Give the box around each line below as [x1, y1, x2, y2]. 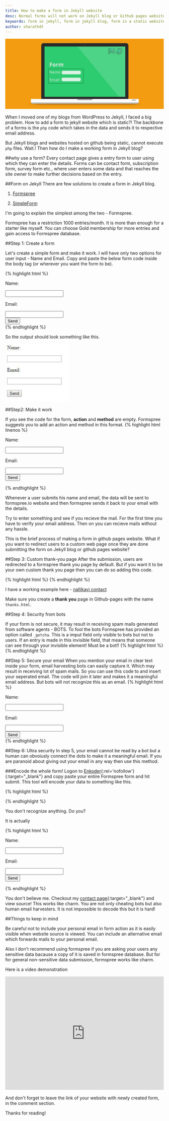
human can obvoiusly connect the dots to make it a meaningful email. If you [5, 753, 162, 759]
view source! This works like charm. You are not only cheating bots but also [5, 900, 162, 906]
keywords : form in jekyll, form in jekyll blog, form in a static [5, 19, 147, 24]
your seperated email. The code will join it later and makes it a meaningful [5, 673, 158, 680]
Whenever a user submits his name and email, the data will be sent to [5, 494, 149, 501]
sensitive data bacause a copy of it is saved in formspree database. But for [5, 951, 160, 957]
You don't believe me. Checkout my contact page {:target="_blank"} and [5, 895, 154, 901]
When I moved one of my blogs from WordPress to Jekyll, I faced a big [5, 114, 152, 120]
